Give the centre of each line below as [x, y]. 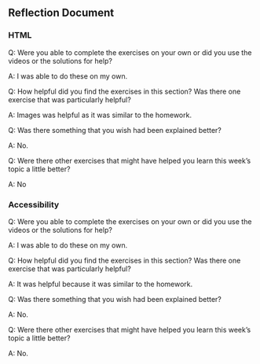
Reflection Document [61, 13]
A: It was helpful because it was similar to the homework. [101, 284]
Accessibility [34, 204]
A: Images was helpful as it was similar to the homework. [100, 115]
